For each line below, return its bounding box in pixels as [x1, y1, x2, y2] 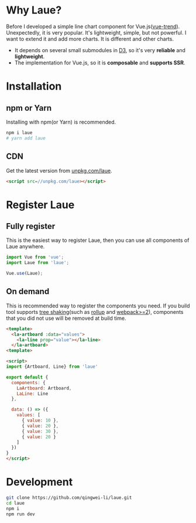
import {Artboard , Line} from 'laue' [6, 364, 98, 370]
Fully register [6, 221, 56, 231]
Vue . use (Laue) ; [6, 271, 43, 276]
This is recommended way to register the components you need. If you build [6, 302, 190, 309]
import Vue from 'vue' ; [6, 254, 64, 261]
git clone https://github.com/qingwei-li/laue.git [6, 495, 132, 501]
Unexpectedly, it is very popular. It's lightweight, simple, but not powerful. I [6, 29, 187, 36]
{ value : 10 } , [21, 418, 59, 423]
